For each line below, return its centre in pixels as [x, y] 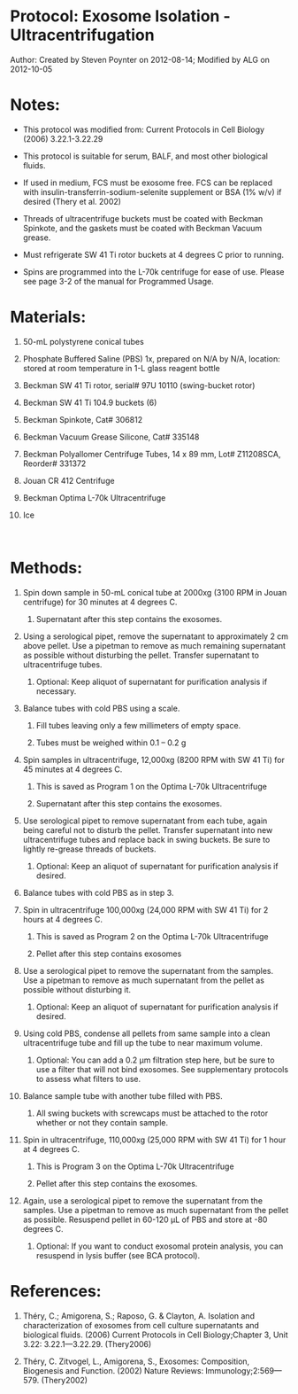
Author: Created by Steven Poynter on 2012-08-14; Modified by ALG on [140, 59]
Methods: [46, 568]
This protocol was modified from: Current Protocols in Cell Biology [143, 129]
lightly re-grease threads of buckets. [89, 849]
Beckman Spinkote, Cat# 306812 [83, 419]
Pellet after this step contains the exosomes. [117, 1183]
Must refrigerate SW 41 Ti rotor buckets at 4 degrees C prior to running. [153, 254]
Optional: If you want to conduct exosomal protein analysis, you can [160, 1246]
